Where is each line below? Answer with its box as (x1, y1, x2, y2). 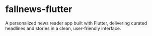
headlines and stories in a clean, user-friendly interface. (5, 25, 121, 31)
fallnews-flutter (5, 3, 72, 15)
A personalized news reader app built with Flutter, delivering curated (5, 20, 147, 26)
